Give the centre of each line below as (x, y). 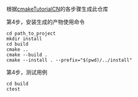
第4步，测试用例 (27, 72)
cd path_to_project (31, 34)
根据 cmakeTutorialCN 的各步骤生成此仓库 (57, 9)
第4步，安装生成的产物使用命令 (46, 22)
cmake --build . (27, 55)
